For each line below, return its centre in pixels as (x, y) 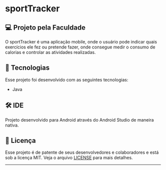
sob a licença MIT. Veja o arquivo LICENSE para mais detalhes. (69, 158)
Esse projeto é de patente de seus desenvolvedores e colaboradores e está (82, 152)
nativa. (12, 125)
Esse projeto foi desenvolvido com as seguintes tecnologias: (67, 80)
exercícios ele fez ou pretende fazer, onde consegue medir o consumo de (80, 47)
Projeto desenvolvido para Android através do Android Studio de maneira (80, 120)
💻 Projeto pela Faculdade (45, 27)
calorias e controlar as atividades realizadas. (51, 52)
